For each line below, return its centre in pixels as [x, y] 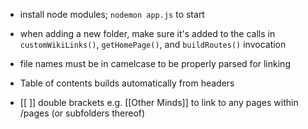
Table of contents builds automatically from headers [127, 83]
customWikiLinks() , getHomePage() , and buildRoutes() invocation [153, 44]
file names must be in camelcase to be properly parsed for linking [155, 63]
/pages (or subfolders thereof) [82, 113]
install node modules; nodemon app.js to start [112, 14]
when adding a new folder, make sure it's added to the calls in [147, 33]
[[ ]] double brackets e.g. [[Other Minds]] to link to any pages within [159, 102]
